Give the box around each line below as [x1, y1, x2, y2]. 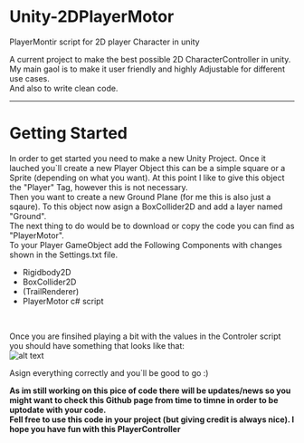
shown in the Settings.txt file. [9, 249, 119, 260]
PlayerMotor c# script [22, 295, 104, 306]
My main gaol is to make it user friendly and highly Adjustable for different [9, 63, 285, 74]
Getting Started [9, 123, 128, 144]
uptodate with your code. [9, 404, 107, 415]
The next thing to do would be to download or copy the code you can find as [9, 220, 295, 231]
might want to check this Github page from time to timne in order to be [9, 394, 279, 405]
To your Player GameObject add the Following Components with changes [9, 239, 282, 250]
